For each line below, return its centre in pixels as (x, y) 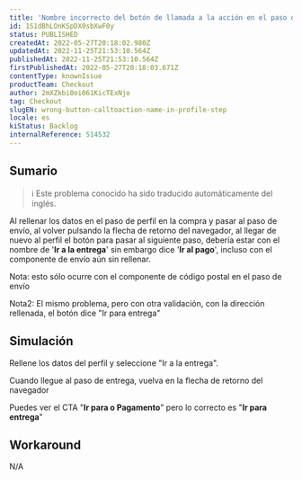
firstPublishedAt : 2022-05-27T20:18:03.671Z (94, 68)
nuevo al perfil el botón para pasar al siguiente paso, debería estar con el (145, 240)
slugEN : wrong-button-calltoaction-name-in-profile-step (118, 110)
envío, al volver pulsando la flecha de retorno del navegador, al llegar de (143, 230)
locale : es (30, 118)
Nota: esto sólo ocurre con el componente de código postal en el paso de (146, 276)
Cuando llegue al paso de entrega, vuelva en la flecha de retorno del (136, 380)
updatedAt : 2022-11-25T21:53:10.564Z (80, 51)
